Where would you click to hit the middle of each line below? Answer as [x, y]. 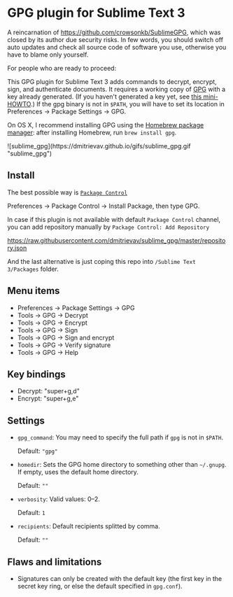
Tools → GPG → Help [48, 352]
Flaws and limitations [55, 562]
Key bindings [37, 374]
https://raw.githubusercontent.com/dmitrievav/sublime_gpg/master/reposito [116, 240]
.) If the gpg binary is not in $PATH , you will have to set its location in [128, 104]
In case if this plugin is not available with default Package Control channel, [114, 219]
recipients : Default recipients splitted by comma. [89, 526]
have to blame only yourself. [48, 55]
